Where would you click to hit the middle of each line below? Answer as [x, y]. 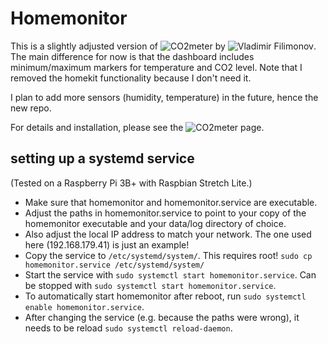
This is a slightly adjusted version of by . [163, 46]
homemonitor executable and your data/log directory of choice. [155, 223]
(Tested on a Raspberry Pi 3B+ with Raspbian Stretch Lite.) [131, 183]
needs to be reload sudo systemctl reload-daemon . [128, 328]
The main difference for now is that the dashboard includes [132, 56]
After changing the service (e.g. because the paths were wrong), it [162, 317]
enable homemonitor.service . [84, 306]
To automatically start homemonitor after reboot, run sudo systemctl [165, 296]
